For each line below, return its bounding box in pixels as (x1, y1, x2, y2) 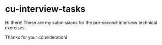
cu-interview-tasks (5, 3, 86, 15)
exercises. (5, 24, 26, 30)
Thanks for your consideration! (5, 34, 68, 40)
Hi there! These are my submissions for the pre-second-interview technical (5, 20, 157, 25)
